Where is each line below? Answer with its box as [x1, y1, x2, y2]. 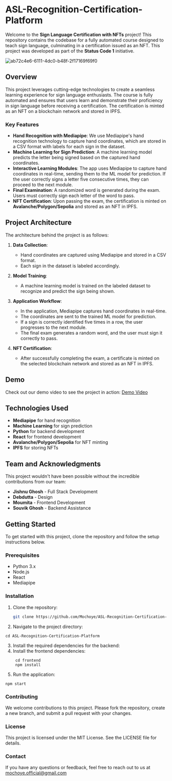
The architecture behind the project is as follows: [5, 232, 109, 238]
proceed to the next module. [12, 182, 73, 188]
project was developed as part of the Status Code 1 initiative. [5, 48, 135, 54]
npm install [15, 662, 41, 668]
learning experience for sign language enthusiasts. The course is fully [5, 91, 153, 98]
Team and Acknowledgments [5, 459, 101, 468]
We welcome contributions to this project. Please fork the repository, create [5, 705, 165, 711]
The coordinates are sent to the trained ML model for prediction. [20, 313, 157, 319]
